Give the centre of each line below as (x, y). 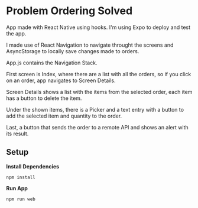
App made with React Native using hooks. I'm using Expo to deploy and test (98, 27)
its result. (17, 134)
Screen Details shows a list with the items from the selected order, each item (99, 92)
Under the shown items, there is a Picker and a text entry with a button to (95, 109)
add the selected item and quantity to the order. (64, 116)
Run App (17, 188)
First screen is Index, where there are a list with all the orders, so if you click (99, 74)
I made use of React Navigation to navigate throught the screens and (90, 45)
